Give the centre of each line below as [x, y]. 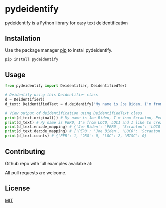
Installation [23, 38]
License [18, 188]
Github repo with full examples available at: [49, 163]
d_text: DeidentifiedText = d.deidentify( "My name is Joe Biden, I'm [78, 104]
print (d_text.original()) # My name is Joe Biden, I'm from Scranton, [79, 118]
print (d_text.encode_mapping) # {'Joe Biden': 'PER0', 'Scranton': [76, 127]
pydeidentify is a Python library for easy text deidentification [67, 23]
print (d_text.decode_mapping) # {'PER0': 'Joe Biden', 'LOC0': [72, 131]
